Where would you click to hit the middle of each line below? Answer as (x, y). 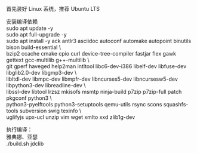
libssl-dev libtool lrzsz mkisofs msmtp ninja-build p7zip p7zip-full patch (94, 92)
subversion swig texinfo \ (50, 111)
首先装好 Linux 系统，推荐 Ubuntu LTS (53, 9)
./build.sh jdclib (25, 143)
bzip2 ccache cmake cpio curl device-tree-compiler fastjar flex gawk (91, 53)
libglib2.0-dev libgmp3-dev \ (41, 73)
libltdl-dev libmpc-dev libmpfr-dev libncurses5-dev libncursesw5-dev (92, 79)
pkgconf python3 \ (29, 98)
